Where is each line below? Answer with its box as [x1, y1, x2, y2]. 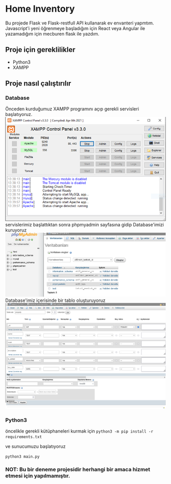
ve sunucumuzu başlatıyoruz [5, 443, 66, 449]
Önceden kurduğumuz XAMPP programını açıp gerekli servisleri [5, 106, 139, 112]
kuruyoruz [5, 227, 27, 233]
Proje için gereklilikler [5, 45, 75, 54]
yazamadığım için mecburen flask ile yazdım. [5, 31, 99, 37]
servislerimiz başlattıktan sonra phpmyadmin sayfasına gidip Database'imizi [5, 222, 164, 228]
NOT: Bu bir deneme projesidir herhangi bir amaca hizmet [5, 466, 150, 473]
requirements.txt [5, 435, 42, 440]
